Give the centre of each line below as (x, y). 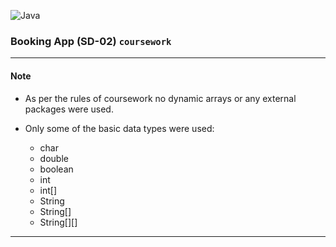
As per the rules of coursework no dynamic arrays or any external (160, 98)
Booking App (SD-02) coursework (91, 41)
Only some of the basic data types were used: (119, 128)
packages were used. (69, 109)
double (54, 158)
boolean (56, 169)
